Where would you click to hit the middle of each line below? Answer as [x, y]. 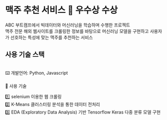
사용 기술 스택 [25, 55]
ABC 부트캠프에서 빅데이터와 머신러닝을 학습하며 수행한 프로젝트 [68, 25]
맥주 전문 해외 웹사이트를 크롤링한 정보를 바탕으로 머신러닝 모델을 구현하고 [77, 31]
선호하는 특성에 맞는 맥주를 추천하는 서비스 [52, 37]
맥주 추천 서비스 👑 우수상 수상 [62, 10]
